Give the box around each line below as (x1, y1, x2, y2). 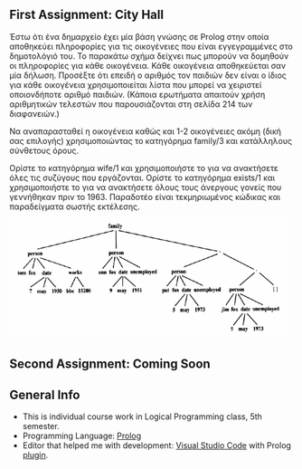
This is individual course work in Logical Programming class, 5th (22, 411, 262, 422)
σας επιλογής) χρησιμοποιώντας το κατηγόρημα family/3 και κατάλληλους (9, 135, 292, 146)
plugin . (22, 450, 49, 461)
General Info (9, 387, 80, 402)
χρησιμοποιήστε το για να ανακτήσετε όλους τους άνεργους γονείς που (9, 181, 282, 193)
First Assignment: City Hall (9, 7, 165, 23)
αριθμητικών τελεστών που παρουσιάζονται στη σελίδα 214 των (9, 99, 253, 110)
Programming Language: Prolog (22, 430, 142, 442)
